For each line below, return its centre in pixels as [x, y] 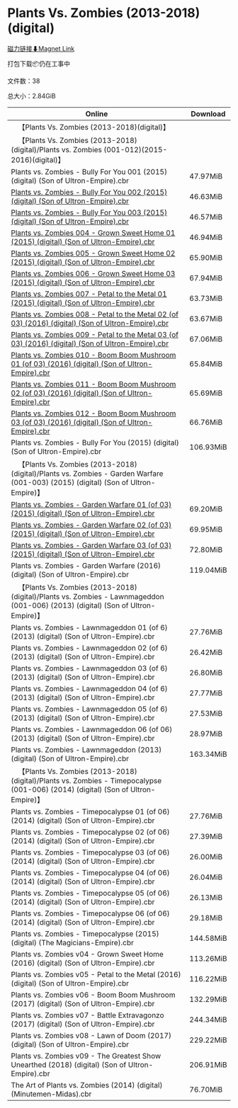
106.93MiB [208, 447]
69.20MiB [206, 509]
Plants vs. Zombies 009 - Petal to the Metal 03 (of [95, 334]
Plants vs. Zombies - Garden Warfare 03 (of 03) [91, 545]
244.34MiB [208, 1020]
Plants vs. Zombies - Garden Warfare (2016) [86, 566]
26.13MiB [206, 897]
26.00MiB [206, 857]
